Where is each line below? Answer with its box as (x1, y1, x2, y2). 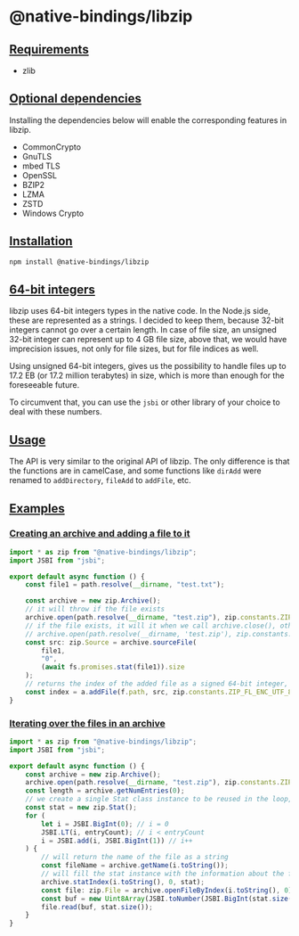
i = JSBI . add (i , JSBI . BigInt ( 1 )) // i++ (41, 836, 193, 845)
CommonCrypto (21, 141, 82, 152)
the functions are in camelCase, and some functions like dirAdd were (9, 465, 262, 476)
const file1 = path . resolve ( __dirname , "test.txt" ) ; (25, 580, 225, 589)
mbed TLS (21, 160, 61, 171)
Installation (9, 234, 73, 249)
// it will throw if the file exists (25, 604, 166, 614)
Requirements (9, 42, 89, 57)
